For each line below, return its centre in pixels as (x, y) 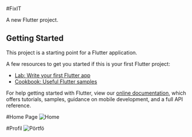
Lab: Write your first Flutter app (53, 75)
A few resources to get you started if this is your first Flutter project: (88, 64)
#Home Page (22, 116)
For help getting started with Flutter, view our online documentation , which (96, 93)
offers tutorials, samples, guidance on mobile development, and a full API (95, 99)
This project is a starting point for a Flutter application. (72, 52)
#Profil (14, 128)
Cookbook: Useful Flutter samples (56, 81)
